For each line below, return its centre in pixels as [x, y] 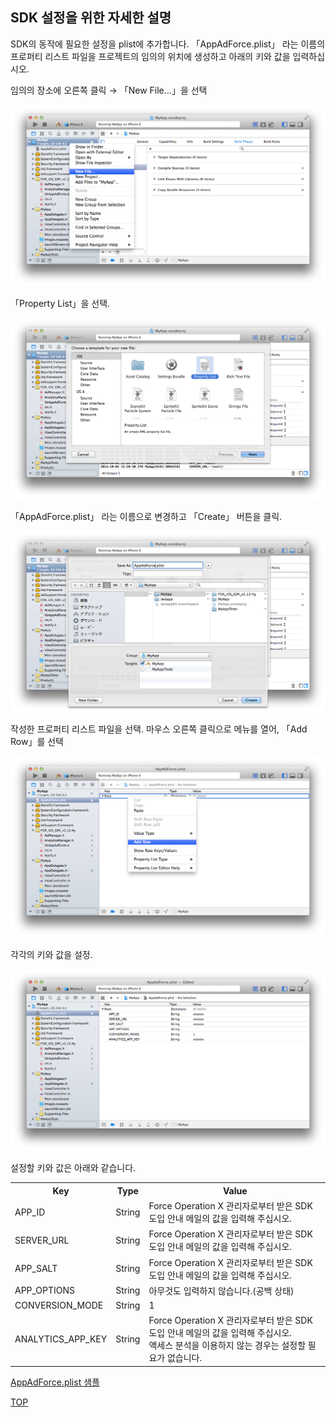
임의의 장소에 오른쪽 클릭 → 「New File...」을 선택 [109, 90]
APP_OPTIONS [45, 1290]
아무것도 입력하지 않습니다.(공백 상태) [221, 1290]
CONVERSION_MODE [59, 1305]
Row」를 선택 [37, 742]
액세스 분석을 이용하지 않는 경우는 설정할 [227, 1345]
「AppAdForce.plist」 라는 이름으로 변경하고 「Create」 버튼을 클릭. [146, 516]
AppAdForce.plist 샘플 [55, 1382]
